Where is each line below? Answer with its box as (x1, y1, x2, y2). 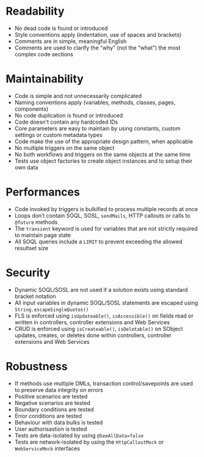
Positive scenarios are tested (14, 393, 88, 400)
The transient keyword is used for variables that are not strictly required (14, 225, 198, 232)
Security (5, 266, 50, 280)
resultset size (14, 244, 49, 251)
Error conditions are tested (14, 412, 82, 420)
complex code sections (14, 50, 74, 58)
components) (14, 105, 49, 113)
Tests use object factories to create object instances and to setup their (14, 157, 193, 165)
